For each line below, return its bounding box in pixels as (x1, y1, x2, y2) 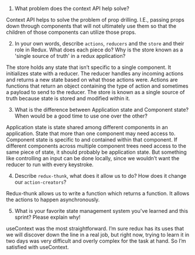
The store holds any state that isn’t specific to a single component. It (6, 64, 172, 71)
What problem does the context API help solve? (14, 5, 130, 12)
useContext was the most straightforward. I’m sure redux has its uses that (6, 225, 184, 232)
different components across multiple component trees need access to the (6, 143, 186, 149)
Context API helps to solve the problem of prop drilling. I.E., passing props (6, 16, 184, 23)
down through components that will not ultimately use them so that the (6, 23, 177, 29)
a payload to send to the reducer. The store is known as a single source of (6, 89, 185, 95)
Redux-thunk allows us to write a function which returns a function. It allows (6, 190, 190, 197)
